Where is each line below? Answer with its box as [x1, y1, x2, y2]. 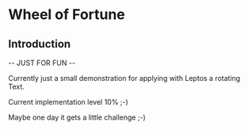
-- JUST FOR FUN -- [8, 58, 76, 67]
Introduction [8, 37, 71, 51]
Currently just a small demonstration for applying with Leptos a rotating [8, 74, 241, 82]
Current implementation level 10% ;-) [8, 97, 128, 106]
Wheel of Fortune [8, 6, 125, 24]
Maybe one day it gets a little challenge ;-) [8, 113, 147, 122]
